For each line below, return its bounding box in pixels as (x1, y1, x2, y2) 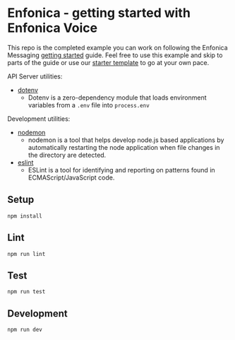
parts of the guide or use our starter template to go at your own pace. (7, 58, 210, 66)
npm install (7, 212, 42, 220)
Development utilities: (7, 115, 71, 123)
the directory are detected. (28, 151, 107, 159)
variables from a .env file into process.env (28, 100, 150, 109)
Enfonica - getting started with (7, 5, 191, 21)
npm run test (7, 288, 46, 295)
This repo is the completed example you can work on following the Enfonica (7, 43, 228, 52)
